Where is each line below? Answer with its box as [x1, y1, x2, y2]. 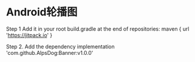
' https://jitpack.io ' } [6, 31, 53, 38]
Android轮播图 [6, 5, 78, 19]
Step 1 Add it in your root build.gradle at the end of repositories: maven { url [6, 25, 190, 32]
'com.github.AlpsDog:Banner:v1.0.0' [6, 49, 93, 56]
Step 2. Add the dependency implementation [6, 43, 115, 50]
